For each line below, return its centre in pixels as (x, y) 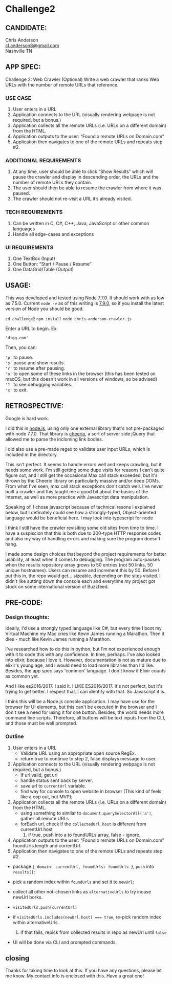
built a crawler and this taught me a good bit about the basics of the (77, 491)
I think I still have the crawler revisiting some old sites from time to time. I (82, 528)
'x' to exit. (17, 390)
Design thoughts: (27, 617)
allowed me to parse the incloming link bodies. (54, 439)
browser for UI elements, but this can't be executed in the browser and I (81, 707)
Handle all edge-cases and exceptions (53, 234)
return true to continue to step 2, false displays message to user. (89, 758)
